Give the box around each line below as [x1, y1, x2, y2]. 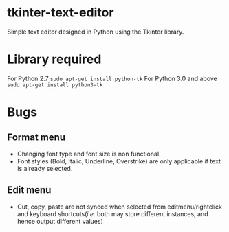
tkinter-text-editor [7, 5, 114, 21]
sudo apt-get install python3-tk [7, 81, 103, 89]
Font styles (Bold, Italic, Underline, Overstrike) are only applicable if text [17, 156, 221, 165]
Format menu [7, 132, 66, 143]
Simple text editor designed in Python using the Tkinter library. [7, 27, 184, 36]
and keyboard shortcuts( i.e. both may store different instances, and [17, 209, 208, 218]
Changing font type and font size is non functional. [17, 150, 161, 158]
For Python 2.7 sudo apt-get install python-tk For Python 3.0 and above [7, 74, 218, 82]
